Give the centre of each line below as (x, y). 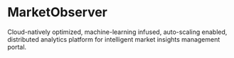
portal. (17, 47)
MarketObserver (58, 12)
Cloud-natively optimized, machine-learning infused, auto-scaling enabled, (117, 32)
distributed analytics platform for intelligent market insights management (114, 39)
